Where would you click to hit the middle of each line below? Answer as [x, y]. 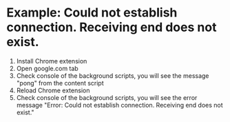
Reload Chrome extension [53, 90]
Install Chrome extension [52, 61]
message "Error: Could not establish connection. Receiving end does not [119, 105]
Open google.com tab [47, 68]
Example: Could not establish [92, 13]
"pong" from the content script [60, 83]
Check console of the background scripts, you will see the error [107, 97]
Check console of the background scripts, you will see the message [113, 75]
